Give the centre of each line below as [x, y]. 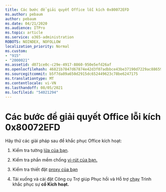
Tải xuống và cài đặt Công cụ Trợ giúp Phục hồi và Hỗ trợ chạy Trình [82, 179]
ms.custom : [16, 51]
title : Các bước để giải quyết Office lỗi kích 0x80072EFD [67, 10]
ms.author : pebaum [24, 14]
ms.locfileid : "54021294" [32, 92]
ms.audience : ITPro [25, 28]
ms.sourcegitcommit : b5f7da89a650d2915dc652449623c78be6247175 [72, 74]
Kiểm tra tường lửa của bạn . [41, 151]
